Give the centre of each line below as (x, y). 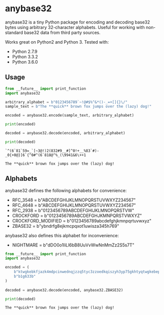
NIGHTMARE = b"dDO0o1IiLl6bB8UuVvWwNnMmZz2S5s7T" (73, 245)
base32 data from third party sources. (62, 32)
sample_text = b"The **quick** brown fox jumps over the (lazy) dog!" (78, 107)
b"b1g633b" (25, 277)
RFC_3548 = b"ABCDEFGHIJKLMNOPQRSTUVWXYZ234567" (74, 200)
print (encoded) (20, 124)
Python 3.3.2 (25, 56)
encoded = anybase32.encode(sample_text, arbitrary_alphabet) (70, 116)
